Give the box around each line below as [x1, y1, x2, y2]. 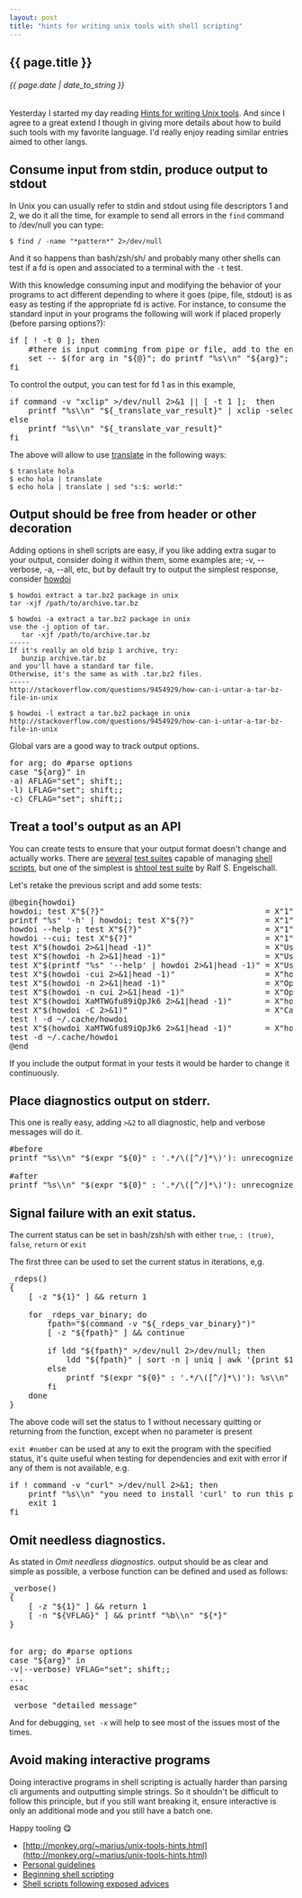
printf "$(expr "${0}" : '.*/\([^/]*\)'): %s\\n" [66, 1373, 289, 1383]
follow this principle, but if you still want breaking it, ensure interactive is [9, 1796, 277, 1806]
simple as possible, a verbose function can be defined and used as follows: [9, 1565, 289, 1576]
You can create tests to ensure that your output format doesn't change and [9, 842, 287, 854]
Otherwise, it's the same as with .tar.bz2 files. [9, 669, 203, 679]
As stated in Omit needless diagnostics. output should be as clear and [9, 1556, 269, 1567]
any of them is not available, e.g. [9, 1463, 130, 1474]
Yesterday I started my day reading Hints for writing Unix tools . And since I [9, 108, 285, 119]
